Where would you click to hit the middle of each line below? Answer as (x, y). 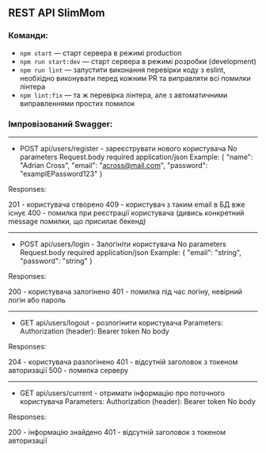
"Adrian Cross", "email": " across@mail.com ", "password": (114, 165)
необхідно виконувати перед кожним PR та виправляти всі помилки (135, 78)
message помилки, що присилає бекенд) (77, 221)
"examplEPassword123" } (61, 173)
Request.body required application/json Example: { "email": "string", (130, 252)
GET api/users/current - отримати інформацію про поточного (122, 393)
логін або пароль (37, 299)
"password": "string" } (56, 261)
